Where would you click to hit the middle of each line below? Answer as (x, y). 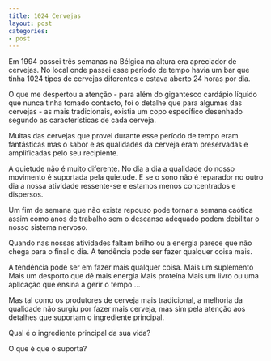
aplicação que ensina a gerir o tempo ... (74, 285)
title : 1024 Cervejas (45, 16)
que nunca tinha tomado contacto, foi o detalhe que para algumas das (125, 103)
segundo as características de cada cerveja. (82, 120)
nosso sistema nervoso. (48, 227)
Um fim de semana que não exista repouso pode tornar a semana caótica (131, 210)
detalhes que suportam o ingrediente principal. (86, 317)
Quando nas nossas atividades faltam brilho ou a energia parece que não (130, 243)
